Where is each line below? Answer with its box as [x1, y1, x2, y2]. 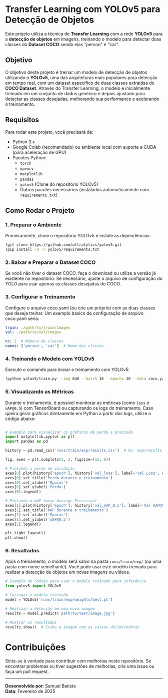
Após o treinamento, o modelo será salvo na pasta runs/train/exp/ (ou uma [5, 558, 161, 564]
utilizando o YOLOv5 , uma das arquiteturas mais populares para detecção [5, 74, 157, 81]
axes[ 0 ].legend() [5, 489, 41, 494]
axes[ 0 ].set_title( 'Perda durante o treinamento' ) [5, 475, 113, 480]
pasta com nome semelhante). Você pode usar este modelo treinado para [5, 564, 157, 570]
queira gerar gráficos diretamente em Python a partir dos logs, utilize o [5, 410, 151, 416]
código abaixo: [5, 416, 36, 422]
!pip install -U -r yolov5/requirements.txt [5, 247, 99, 252]
